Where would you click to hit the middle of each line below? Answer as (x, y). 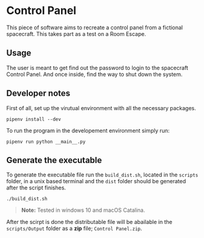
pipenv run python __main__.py (46, 142)
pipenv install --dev (34, 119)
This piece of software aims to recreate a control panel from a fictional (95, 27)
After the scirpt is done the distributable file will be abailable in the (89, 222)
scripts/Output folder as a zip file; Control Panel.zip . (74, 228)
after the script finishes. (36, 188)
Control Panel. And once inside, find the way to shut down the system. (94, 74)
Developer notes (38, 93)
